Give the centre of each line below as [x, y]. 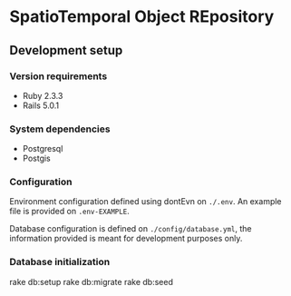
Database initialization [60, 262]
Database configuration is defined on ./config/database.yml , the [131, 229]
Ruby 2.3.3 [43, 95]
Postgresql [43, 149]
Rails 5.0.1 [41, 105]
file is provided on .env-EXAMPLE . [69, 212]
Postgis [37, 158]
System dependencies [60, 129]
